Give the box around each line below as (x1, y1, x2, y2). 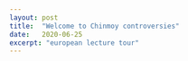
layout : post (9, 13, 59, 22)
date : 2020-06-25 (9, 30, 83, 39)
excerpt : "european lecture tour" (9, 38, 140, 48)
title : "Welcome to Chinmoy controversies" (9, 22, 180, 30)
